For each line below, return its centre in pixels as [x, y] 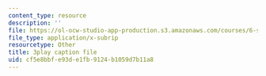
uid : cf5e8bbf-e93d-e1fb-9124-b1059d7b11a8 [81, 60]
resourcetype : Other [42, 45]
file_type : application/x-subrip [63, 38]
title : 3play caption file [53, 52]
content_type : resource [47, 15]
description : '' [35, 23]
